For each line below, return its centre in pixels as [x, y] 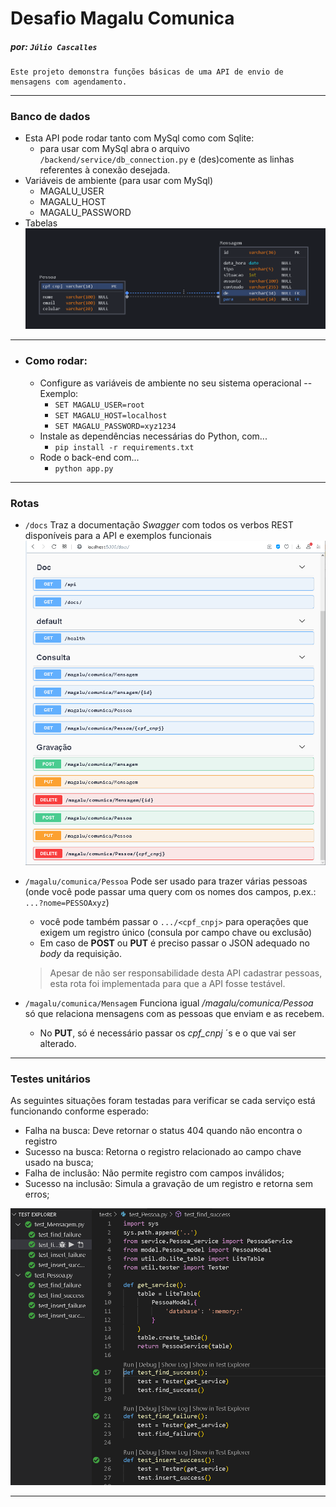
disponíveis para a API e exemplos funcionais [118, 535]
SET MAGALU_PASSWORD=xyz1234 [115, 426]
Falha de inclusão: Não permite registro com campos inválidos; [154, 1173]
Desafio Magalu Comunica [122, 18]
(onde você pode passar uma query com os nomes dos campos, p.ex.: [170, 891]
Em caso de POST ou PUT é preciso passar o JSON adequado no [174, 943]
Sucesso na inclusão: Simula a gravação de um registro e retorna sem [168, 1183]
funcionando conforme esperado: [79, 1111]
